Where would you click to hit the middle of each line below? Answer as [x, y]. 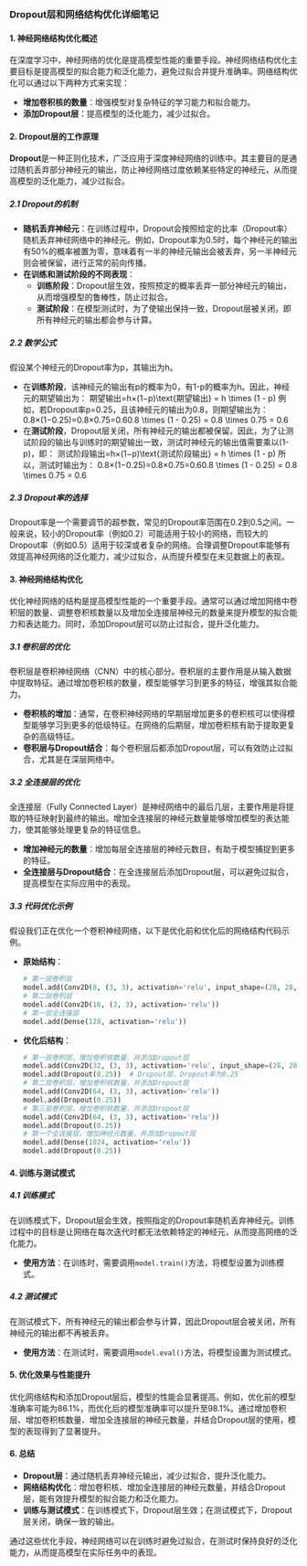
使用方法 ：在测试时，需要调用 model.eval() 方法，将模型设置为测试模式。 [159, 1352]
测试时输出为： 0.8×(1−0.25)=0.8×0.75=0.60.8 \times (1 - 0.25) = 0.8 [168, 465]
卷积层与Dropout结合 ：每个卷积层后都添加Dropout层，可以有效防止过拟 [158, 748]
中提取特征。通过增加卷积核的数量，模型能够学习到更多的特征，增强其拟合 [149, 683]
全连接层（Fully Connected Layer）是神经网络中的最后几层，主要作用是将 [148, 807]
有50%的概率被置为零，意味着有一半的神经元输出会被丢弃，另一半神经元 [159, 251]
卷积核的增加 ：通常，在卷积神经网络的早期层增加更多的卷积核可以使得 [155, 714]
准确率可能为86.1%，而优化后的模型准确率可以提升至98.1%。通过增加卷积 [148, 1408]
